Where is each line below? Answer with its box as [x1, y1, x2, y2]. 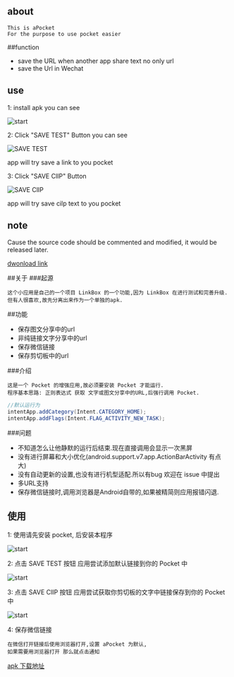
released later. [7, 246, 49, 254]
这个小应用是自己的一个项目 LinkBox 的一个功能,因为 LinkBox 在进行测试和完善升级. [7, 289, 228, 296]
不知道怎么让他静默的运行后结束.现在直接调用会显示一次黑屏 [17, 444, 192, 453]
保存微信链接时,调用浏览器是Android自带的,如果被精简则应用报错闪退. [17, 488, 219, 496]
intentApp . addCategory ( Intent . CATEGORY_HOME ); [7, 409, 147, 416]
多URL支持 [17, 479, 49, 488]
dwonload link [7, 259, 48, 268]
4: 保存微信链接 [7, 625, 53, 634]
